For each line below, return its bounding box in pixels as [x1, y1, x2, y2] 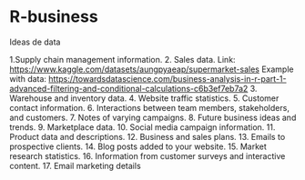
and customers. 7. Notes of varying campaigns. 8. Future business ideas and [9, 112, 297, 123]
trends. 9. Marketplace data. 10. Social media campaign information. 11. [9, 121, 276, 133]
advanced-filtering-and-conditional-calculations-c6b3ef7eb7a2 [9, 83, 249, 94]
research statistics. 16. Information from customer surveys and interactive [9, 150, 286, 161]
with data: [9, 73, 47, 84]
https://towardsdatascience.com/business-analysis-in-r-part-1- [48, 73, 287, 84]
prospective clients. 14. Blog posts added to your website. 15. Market [9, 141, 267, 152]
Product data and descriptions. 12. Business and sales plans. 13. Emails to [9, 131, 286, 142]
